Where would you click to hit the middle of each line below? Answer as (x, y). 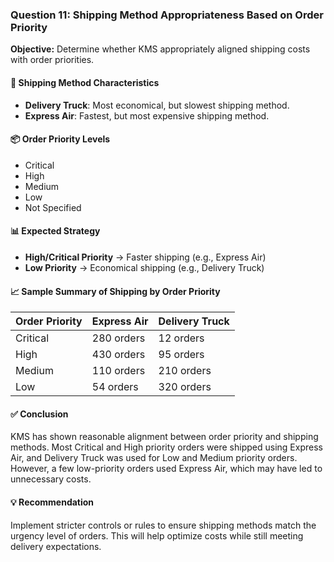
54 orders (115, 387)
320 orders (185, 387)
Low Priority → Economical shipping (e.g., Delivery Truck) (144, 267)
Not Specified (53, 207)
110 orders (118, 371)
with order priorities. (52, 60)
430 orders (118, 355)
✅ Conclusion (39, 414)
